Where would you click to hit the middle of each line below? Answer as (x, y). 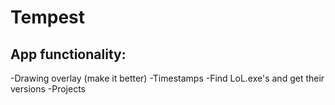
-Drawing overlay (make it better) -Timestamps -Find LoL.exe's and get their (167, 78)
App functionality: (68, 54)
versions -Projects (48, 89)
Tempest (47, 17)
